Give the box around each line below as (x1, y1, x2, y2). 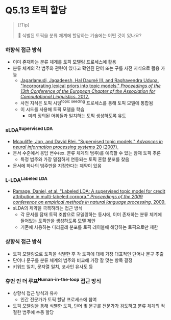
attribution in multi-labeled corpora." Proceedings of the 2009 (12, 194, 143, 200)
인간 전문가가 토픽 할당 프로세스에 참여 (20, 297, 97, 303)
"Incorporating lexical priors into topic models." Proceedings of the (20, 83, 161, 89)
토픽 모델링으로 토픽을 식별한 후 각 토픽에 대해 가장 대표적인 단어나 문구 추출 (12, 251, 164, 257)
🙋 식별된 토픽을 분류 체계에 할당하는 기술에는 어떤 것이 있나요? (17, 32, 142, 38)
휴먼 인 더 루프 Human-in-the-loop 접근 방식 (5, 276, 101, 285)
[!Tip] (17, 21, 30, 28)
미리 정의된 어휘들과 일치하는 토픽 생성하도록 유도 (28, 113, 127, 119)
